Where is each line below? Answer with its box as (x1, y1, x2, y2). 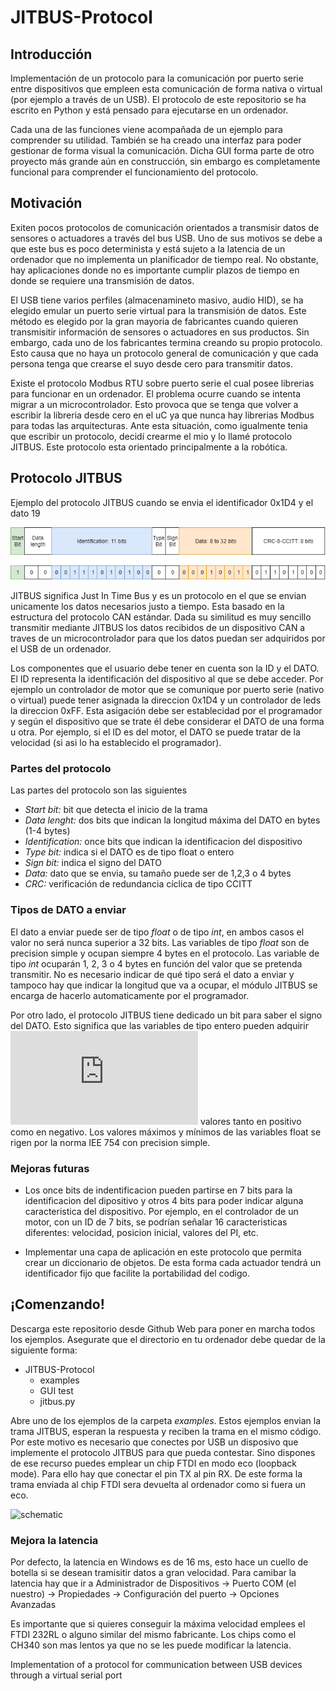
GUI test (39, 1384, 74, 1396)
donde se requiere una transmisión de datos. (10, 274, 195, 286)
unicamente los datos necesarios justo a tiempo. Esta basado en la (10, 601, 285, 613)
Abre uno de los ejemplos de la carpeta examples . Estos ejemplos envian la (10, 1414, 321, 1426)
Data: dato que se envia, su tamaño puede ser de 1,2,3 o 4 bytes (24, 867, 292, 880)
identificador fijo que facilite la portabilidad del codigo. (24, 1267, 250, 1279)
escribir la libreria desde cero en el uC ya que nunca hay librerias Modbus (10, 409, 315, 421)
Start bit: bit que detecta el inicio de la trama (24, 804, 208, 816)
